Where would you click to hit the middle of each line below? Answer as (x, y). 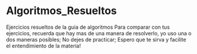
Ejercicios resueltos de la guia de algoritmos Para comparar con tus (88, 27)
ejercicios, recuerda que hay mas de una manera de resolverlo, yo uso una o (99, 33)
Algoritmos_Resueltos (61, 11)
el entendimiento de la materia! (44, 46)
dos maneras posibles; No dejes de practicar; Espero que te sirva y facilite (96, 39)
